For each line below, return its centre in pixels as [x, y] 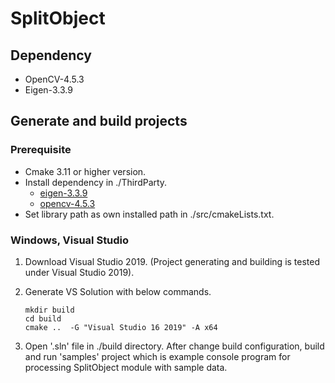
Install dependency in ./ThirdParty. [96, 182]
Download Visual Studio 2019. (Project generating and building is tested [172, 261]
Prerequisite [41, 150]
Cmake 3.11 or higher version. [85, 171]
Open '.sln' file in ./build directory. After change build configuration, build [174, 346]
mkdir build [49, 310]
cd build [43, 318]
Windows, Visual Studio [70, 240]
